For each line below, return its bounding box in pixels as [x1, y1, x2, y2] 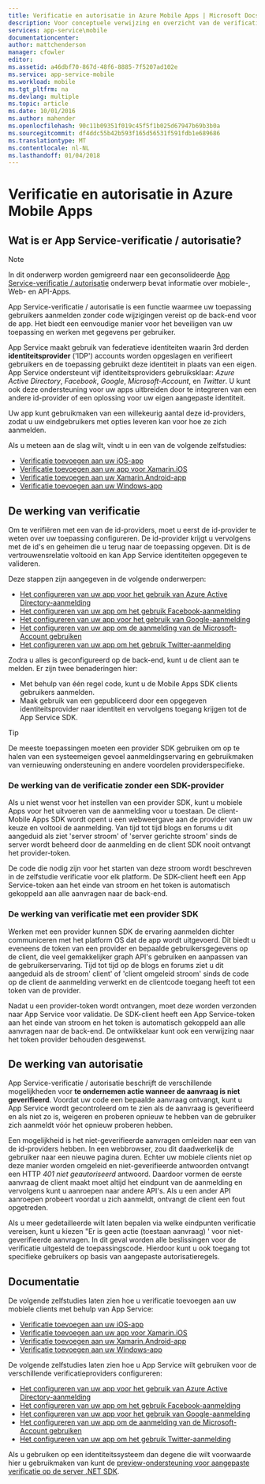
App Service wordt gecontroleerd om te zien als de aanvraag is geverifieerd [8, 1103, 255, 1113]
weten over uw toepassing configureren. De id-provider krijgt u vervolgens [8, 533, 251, 543]
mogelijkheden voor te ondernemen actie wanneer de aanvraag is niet [8, 1087, 241, 1096]
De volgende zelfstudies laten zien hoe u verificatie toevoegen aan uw [8, 1296, 237, 1306]
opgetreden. [8, 1203, 49, 1213]
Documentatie [8, 1275, 80, 1289]
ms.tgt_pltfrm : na [8, 85, 69, 93]
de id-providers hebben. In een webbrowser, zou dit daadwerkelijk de [8, 1144, 234, 1154]
